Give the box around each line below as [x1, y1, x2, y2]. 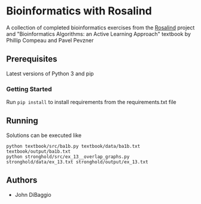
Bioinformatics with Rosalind [6, 4, 153, 18]
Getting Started [6, 85, 52, 93]
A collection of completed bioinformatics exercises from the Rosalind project [6, 24, 195, 31]
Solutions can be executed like [6, 132, 82, 139]
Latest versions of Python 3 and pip [6, 70, 94, 77]
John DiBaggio [14, 191, 52, 198]
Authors [6, 175, 38, 185]
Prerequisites [6, 54, 57, 64]
